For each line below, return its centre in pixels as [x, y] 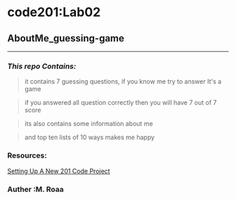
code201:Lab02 [54, 12]
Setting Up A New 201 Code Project [59, 171]
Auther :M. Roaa [36, 189]
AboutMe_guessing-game [66, 38]
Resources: [27, 155]
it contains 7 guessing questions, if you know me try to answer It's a [123, 82]
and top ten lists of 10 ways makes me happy [90, 137]
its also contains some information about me [88, 124]
